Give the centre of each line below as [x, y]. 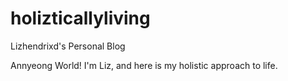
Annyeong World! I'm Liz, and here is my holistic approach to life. [144, 65]
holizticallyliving [80, 18]
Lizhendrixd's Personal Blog [68, 46]
